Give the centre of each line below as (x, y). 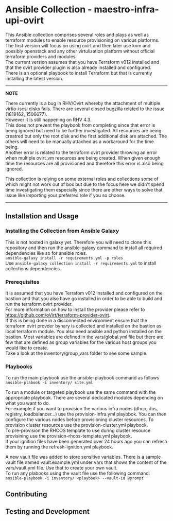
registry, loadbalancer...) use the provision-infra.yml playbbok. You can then (86, 414)
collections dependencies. (33, 268)
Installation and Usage (42, 216)
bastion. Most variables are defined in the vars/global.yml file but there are (84, 337)
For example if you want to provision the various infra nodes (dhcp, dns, (82, 409)
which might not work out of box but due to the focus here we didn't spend (85, 184)
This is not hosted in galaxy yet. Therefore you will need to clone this (78, 242)
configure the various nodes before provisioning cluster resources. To (80, 420)
